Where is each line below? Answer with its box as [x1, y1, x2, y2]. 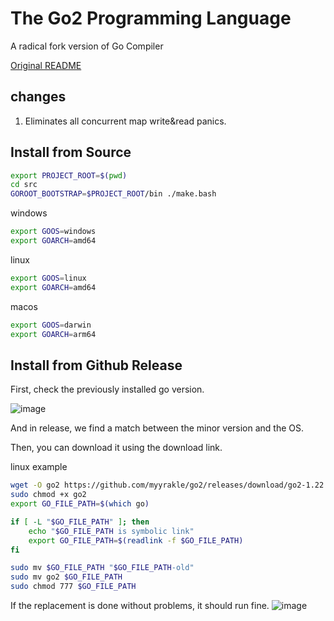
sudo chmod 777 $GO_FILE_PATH [10, 582, 137, 592]
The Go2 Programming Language [10, 7, 292, 30]
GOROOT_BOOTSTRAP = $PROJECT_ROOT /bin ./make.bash [10, 189, 217, 199]
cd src [10, 180, 38, 190]
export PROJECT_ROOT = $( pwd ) [10, 170, 128, 181]
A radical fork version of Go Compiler [10, 40, 164, 52]
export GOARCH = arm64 [10, 329, 97, 339]
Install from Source [10, 144, 132, 161]
